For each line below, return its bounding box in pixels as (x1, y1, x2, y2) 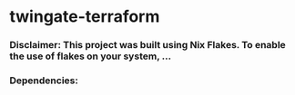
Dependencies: (9, 74, 79, 87)
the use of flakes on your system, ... (9, 50, 171, 62)
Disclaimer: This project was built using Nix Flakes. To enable (9, 39, 287, 52)
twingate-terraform (9, 6, 160, 27)
